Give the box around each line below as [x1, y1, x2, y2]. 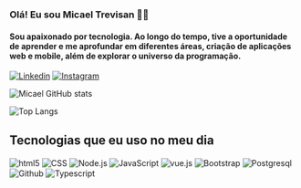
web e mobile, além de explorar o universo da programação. [9, 50, 242, 61]
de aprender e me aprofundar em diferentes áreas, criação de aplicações [9, 40, 292, 51]
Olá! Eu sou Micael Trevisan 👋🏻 [9, 8, 150, 21]
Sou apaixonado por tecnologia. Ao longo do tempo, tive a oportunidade [9, 31, 288, 42]
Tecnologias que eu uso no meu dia [9, 132, 214, 148]
